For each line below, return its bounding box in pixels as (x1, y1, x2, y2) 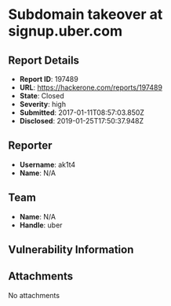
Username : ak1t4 (19, 160, 76, 169)
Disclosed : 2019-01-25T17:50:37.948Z (19, 116, 144, 125)
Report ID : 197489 (19, 75, 78, 83)
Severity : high (19, 100, 67, 109)
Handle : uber (19, 220, 63, 230)
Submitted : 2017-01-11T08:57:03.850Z (19, 108, 145, 117)
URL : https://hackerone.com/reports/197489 (19, 83, 163, 92)
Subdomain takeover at (8, 6, 163, 24)
